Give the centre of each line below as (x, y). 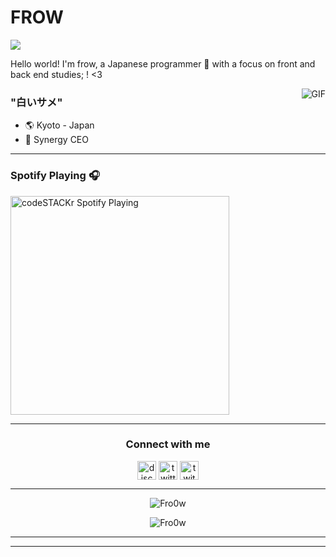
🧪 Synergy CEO (56, 140)
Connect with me (168, 444)
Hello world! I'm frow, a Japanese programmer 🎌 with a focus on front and (163, 63)
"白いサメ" (36, 102)
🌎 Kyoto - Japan (59, 125)
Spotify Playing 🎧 (55, 176)
